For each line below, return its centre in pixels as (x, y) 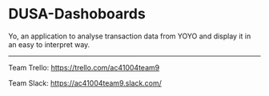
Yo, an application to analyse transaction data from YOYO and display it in (130, 36)
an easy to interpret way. (49, 44)
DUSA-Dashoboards (77, 14)
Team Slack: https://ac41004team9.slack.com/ (85, 83)
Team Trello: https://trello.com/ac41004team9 (84, 67)
